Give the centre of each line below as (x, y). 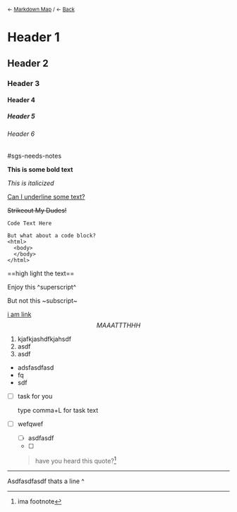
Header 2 (28, 63)
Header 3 (24, 83)
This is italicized (31, 183)
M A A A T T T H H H (119, 325)
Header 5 (21, 116)
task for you (35, 396)
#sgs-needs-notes (35, 156)
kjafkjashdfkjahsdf (44, 339)
